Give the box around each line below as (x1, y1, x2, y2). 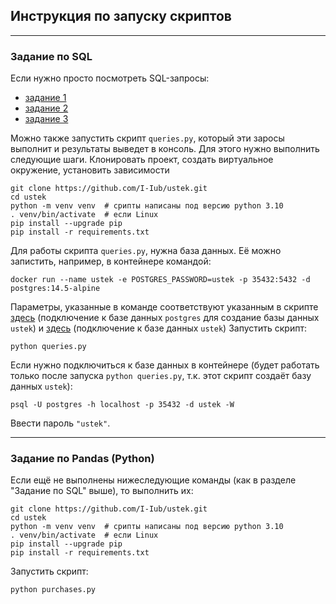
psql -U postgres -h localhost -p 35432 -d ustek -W (10, 400, 235, 410)
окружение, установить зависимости (10, 164, 170, 176)
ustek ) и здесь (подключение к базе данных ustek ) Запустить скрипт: (10, 322, 308, 334)
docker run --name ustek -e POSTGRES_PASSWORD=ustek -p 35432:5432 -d (10, 275, 311, 285)
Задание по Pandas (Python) (10, 452, 155, 466)
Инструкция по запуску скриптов (10, 8, 232, 25)
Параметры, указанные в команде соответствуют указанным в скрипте (10, 301, 319, 313)
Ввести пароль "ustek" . (10, 417, 111, 429)
